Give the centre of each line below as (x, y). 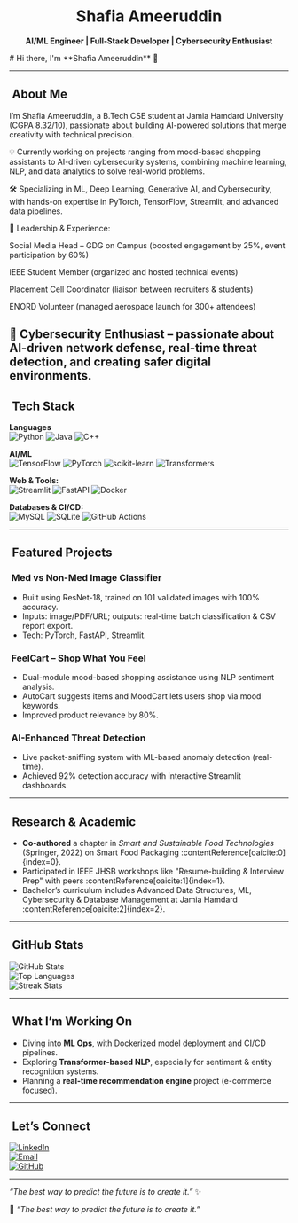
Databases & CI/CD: (47, 506)
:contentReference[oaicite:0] (233, 852)
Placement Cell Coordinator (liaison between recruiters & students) (131, 289)
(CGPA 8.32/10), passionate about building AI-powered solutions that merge (148, 125)
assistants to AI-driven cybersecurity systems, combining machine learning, (148, 161)
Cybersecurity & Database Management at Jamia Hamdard (129, 900)
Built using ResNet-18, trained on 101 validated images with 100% (141, 597)
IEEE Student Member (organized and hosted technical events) (124, 271)
